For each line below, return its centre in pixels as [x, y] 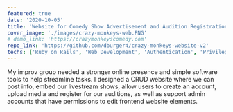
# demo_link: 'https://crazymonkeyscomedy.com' [77, 39]
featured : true [29, 13]
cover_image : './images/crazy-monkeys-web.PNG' [77, 33]
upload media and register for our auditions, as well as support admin [106, 93]
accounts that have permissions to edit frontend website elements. [102, 101]
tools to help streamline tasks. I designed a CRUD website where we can [111, 79]
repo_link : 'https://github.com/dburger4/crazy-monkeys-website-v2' [108, 46]
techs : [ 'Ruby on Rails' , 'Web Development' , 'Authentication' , [102, 53]
